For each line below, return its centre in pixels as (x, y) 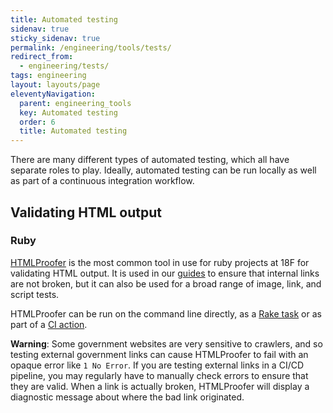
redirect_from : (42, 57)
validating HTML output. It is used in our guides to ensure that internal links (165, 273)
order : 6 (37, 122)
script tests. (35, 294)
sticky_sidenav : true (55, 38)
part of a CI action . (49, 324)
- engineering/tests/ (64, 66)
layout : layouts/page (55, 85)
